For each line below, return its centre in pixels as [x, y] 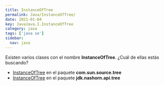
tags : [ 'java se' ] [25, 33]
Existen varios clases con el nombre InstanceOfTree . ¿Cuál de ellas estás [82, 57]
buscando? [17, 62]
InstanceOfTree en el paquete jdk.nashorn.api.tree [66, 78]
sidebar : [14, 38]
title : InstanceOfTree [29, 10]
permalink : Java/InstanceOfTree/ [40, 15]
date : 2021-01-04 [24, 19]
